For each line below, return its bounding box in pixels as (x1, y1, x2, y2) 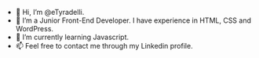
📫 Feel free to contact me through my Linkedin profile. (15, 42, 194, 50)
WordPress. (15, 24, 53, 33)
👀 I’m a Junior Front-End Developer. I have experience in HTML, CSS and (15, 16, 251, 25)
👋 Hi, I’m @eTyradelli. (15, 8, 85, 16)
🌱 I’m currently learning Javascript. (15, 32, 129, 42)
